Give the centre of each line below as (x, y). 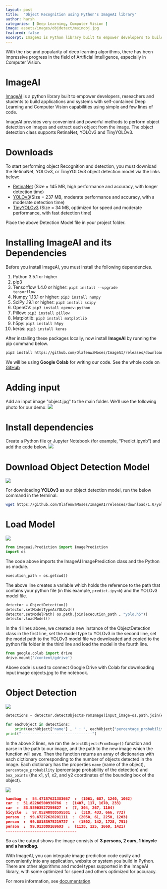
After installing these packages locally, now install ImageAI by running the (81, 338)
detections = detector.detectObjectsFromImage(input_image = (69, 715)
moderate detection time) (39, 202)
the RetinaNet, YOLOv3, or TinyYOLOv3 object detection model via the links (83, 171)
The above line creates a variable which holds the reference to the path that (83, 585)
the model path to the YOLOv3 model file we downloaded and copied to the (83, 639)
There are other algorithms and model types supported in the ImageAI (77, 866)
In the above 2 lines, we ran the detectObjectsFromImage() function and (78, 743)
